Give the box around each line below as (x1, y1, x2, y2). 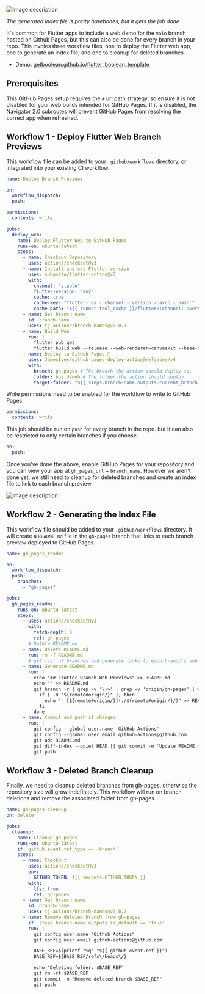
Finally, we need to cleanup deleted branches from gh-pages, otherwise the (6, 782, 197, 789)
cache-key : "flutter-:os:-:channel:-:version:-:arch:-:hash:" (33, 300, 195, 306)
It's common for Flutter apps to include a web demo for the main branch (6, 29, 186, 37)
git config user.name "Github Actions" (33, 931, 135, 937)
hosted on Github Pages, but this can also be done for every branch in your (6, 36, 195, 43)
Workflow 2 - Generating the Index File (6, 510, 157, 520)
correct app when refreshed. (6, 114, 79, 122)
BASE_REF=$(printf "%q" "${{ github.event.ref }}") (33, 948, 168, 954)
